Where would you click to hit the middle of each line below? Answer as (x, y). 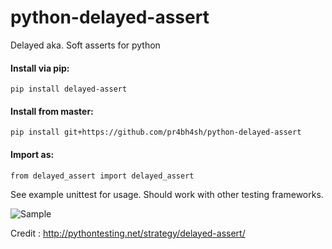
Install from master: (52, 111)
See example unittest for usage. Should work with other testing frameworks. (167, 194)
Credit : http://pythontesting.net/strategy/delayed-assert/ (128, 233)
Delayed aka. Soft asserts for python (85, 45)
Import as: (32, 154)
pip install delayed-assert (69, 89)
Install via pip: (40, 68)
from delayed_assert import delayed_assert (102, 176)
